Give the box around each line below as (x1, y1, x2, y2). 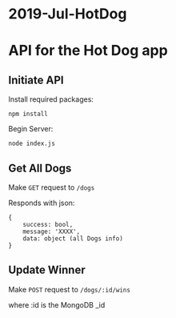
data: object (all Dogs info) (22, 235, 124, 243)
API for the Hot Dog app (8, 42, 168, 60)
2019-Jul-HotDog (8, 5, 127, 23)
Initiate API (8, 73, 64, 87)
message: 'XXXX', (22, 227, 81, 235)
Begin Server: (8, 124, 54, 134)
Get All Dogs (8, 161, 72, 175)
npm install (8, 110, 48, 119)
